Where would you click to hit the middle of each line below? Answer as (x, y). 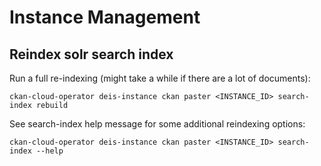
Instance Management (105, 17)
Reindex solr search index (91, 54)
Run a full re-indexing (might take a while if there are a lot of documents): (160, 78)
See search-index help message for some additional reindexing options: (157, 124)
